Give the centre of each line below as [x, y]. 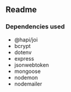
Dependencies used [35, 27]
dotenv [23, 52]
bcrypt [22, 46]
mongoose [27, 71]
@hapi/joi [26, 39]
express [24, 58]
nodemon [26, 77]
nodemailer [28, 84]
